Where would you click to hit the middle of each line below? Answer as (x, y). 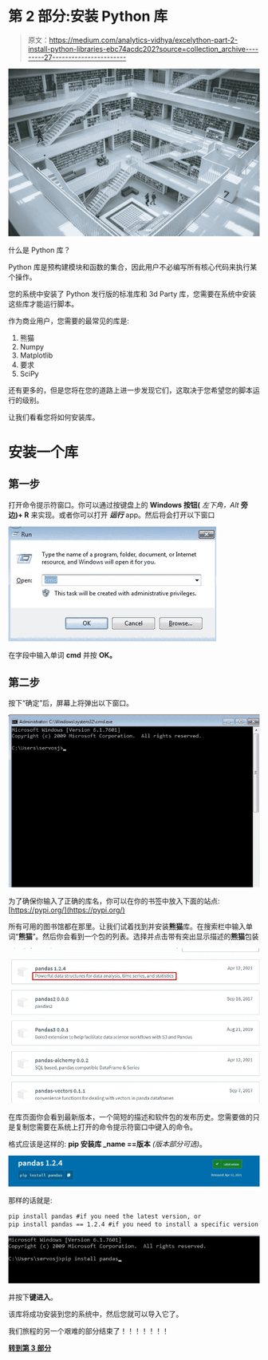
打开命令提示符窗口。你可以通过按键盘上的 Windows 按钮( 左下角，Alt (124, 504)
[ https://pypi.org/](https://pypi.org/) (67, 910)
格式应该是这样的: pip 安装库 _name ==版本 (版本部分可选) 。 (108, 1144)
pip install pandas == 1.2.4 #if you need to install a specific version (134, 1225)
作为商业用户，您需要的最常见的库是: (69, 321)
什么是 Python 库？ (39, 250)
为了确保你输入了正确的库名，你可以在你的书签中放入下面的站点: (114, 901)
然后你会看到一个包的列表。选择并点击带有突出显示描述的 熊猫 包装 (151, 937)
